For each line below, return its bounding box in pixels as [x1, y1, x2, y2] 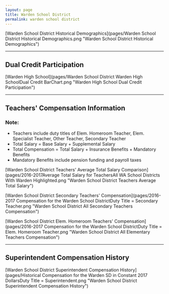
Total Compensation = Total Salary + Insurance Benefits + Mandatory [12, 146, 156, 152]
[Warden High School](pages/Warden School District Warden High [5, 74, 143, 80]
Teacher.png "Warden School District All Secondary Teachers [5, 203, 133, 209]
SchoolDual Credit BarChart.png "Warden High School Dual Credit [5, 79, 142, 85]
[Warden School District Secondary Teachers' [5, 192, 101, 199]
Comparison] [121, 166, 148, 172]
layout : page [5, 7, 33, 13]
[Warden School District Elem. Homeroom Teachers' [5, 218, 114, 224]
